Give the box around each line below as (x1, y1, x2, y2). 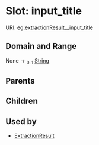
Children (5, 96, 38, 106)
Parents (5, 76, 35, 86)
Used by (5, 116, 37, 127)
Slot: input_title (5, 4, 82, 18)
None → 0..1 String (5, 57, 50, 66)
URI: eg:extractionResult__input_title (5, 24, 93, 31)
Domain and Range (5, 41, 77, 51)
